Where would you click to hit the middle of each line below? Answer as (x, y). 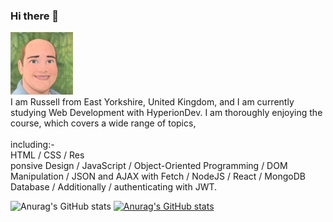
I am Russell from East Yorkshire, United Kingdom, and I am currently (152, 102)
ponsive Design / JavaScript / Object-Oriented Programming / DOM (149, 166)
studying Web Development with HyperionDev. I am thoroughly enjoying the (166, 113)
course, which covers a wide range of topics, (103, 123)
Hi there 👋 (35, 16)
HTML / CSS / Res (47, 155)
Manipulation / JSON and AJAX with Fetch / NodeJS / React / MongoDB (158, 176)
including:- (32, 145)
